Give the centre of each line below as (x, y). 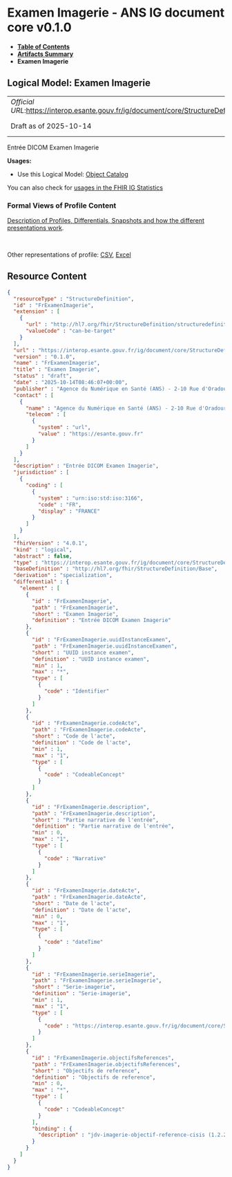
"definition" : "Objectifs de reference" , (94, 1077)
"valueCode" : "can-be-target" (70, 331)
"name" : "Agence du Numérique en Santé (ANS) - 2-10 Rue (110, 408)
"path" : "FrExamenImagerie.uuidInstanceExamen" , (105, 646)
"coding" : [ (44, 486)
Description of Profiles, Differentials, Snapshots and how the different (106, 221)
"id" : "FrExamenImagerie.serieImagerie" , (94, 974)
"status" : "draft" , (43, 376)
